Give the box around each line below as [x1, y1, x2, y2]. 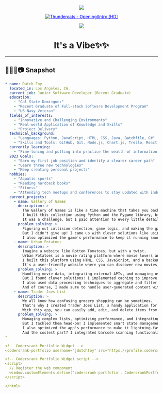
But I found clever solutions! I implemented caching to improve [22, 276, 158, 281]
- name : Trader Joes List [14, 289, 66, 294]
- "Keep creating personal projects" [14, 167, 90, 172]
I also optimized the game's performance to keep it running [22, 235, 149, 240]
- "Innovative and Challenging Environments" [14, 117, 108, 123]
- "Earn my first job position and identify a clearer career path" [14, 158, 155, 163]
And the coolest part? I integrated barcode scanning [22, 330, 133, 335]
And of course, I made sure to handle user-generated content [22, 285, 151, 290]
